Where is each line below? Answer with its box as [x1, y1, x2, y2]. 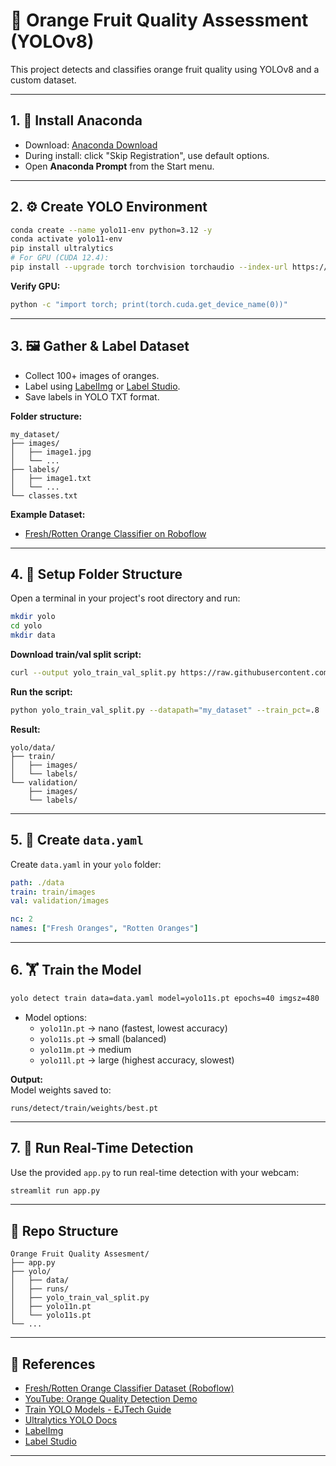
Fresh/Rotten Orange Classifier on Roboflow [24, 527, 207, 539]
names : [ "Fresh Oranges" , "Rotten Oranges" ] [10, 924, 199, 934]
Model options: [24, 1011, 87, 1023]
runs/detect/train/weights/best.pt [10, 1103, 159, 1113]
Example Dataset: [10, 508, 86, 520]
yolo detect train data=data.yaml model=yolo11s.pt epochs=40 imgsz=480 [10, 993, 320, 1003]
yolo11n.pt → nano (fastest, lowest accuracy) [39, 1022, 228, 1034]
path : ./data [10, 877, 65, 888]
